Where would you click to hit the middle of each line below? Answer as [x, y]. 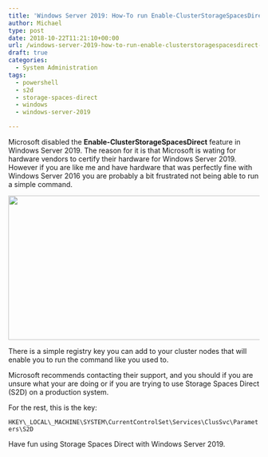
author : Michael [35, 23]
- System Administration [57, 68]
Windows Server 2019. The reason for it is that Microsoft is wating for [122, 150]
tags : [17, 75]
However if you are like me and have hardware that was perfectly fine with [130, 167]
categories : [28, 61]
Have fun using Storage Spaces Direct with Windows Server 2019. [117, 444]
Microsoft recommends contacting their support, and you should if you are [131, 375]
